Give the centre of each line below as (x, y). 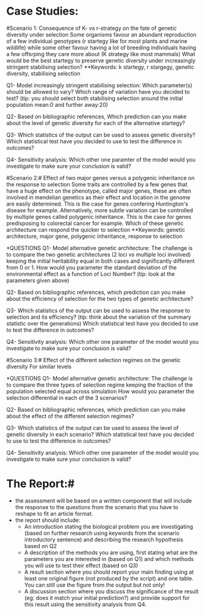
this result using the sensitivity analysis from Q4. (85, 604)
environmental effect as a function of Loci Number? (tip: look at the (91, 274)
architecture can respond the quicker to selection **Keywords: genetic (96, 229)
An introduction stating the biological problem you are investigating (109, 526)
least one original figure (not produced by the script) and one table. (109, 578)
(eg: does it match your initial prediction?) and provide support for (107, 598)
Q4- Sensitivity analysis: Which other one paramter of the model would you (101, 159)
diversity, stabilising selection (43, 73)
